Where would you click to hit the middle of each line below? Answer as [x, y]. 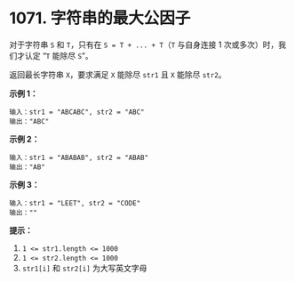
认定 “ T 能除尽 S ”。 [59, 55]
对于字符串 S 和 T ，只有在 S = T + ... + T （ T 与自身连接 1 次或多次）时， [144, 44]
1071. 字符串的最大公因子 [100, 18]
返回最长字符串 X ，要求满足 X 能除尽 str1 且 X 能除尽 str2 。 [118, 74]
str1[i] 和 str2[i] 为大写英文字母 [84, 268]
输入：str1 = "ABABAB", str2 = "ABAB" [79, 157]
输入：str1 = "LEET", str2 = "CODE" [75, 203]
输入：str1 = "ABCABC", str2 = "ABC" [77, 112]
